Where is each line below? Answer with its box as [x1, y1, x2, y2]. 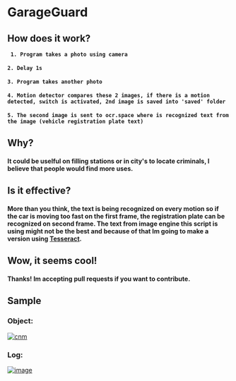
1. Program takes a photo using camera [10, 51, 129, 58]
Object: [7, 316, 34, 326]
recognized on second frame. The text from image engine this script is [7, 219, 218, 228]
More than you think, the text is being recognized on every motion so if [7, 204, 219, 212]
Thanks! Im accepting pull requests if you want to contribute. [7, 274, 191, 283]
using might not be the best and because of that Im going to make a [7, 226, 209, 235]
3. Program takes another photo [7, 78, 102, 85]
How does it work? [7, 32, 91, 44]
